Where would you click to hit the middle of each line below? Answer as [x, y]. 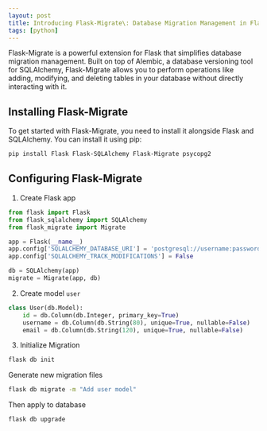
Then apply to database [47, 405]
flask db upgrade [37, 419]
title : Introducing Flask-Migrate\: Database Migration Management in [128, 23]
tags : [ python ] [33, 30]
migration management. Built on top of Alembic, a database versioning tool [131, 61]
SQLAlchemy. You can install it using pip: [75, 139]
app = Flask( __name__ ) [46, 242]
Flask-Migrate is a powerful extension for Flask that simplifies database [125, 53]
